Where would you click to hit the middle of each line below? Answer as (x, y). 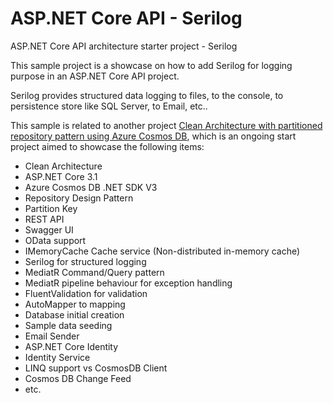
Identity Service (57, 357)
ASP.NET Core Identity (71, 346)
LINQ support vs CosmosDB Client (96, 368)
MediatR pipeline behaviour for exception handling (128, 283)
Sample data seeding (68, 325)
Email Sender (52, 336)
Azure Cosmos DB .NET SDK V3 (91, 187)
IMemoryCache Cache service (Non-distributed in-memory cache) (162, 251)
